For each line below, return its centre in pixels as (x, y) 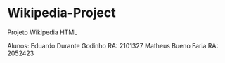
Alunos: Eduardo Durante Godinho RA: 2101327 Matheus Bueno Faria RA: (113, 45)
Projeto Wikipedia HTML (43, 32)
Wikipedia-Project (62, 13)
